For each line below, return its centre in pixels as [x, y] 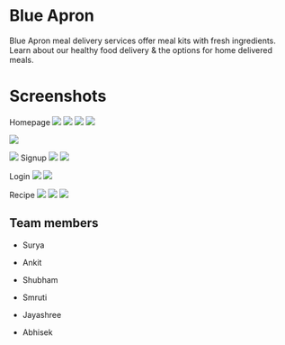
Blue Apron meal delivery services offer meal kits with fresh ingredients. [143, 41]
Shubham [40, 279]
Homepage [30, 122]
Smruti [35, 297]
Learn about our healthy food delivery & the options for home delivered [141, 50]
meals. [22, 59]
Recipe [22, 195]
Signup [34, 158]
